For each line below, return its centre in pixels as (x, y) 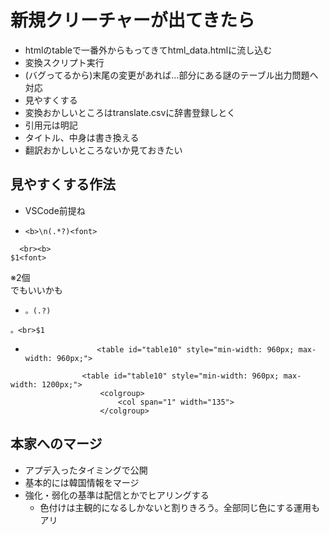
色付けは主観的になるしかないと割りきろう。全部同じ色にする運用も (179, 507)
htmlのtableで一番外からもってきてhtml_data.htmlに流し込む (148, 50)
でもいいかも (36, 290)
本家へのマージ (56, 444)
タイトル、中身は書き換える (82, 137)
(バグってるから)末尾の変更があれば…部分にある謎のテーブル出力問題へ (171, 75)
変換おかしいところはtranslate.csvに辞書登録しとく (130, 112)
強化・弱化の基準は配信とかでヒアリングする (117, 495)
